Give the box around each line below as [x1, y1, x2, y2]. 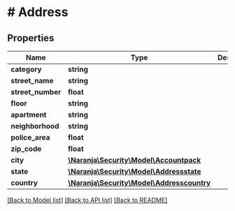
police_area [10, 133, 50, 142]
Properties [7, 32, 55, 44]
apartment [10, 110, 47, 119]
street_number [10, 87, 62, 96]
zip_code [10, 144, 42, 154]
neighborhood [10, 122, 59, 131]
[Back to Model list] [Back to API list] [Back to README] [7, 196, 168, 204]
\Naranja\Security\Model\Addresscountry [67, 178, 211, 187]
